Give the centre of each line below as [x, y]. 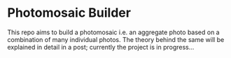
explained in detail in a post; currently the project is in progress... [101, 47]
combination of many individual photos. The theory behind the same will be [116, 39]
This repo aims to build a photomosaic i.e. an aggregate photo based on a [113, 32]
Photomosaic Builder [69, 13]
